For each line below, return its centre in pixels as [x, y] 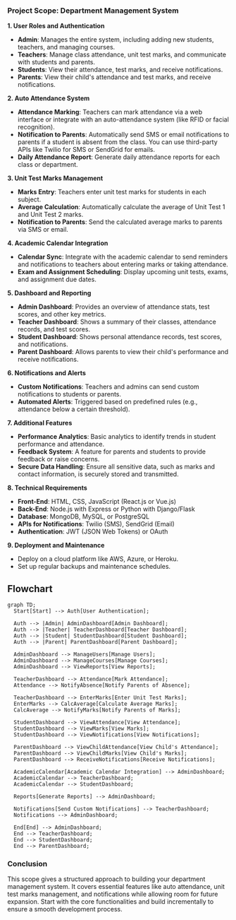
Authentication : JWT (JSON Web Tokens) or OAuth [93, 531]
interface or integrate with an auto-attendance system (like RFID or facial [123, 119]
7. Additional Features [40, 423]
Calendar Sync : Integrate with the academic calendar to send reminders [123, 257]
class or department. [48, 165]
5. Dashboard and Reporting [49, 293]
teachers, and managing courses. [66, 47]
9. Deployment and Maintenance [56, 545]
